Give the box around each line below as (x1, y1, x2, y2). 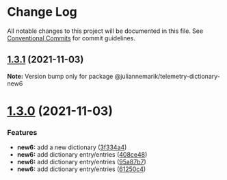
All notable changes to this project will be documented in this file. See (7, 27, 204, 35)
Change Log (7, 4, 77, 20)
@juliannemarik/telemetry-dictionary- (114, 72, 220, 80)
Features (7, 127, 38, 137)
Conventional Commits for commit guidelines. (7, 34, 135, 42)
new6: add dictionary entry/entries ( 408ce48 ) (16, 151, 148, 159)
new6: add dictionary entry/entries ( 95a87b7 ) (16, 158, 147, 166)
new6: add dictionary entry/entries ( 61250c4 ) (16, 165, 146, 173)
